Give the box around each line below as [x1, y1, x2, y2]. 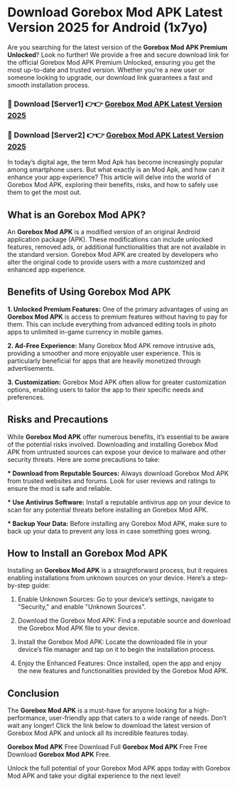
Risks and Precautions [7, 413, 109, 426]
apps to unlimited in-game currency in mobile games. [7, 327, 163, 336]
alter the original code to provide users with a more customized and [7, 258, 206, 266]
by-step [7, 581, 31, 590]
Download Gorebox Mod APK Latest [7, 4, 223, 21]
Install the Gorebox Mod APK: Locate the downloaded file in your [17, 638, 207, 646]
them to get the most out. [7, 188, 82, 196]
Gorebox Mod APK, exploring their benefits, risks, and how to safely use [7, 181, 219, 189]
